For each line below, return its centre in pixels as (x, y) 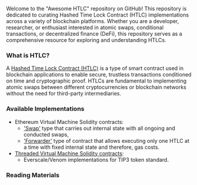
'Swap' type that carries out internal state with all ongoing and (99, 128)
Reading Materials (33, 175)
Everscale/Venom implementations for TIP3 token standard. (96, 160)
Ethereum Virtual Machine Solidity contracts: (69, 122)
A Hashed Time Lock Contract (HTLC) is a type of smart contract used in (95, 68)
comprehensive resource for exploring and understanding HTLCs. (86, 40)
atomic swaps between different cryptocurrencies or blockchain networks (96, 87)
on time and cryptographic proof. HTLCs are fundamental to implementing (96, 81)
